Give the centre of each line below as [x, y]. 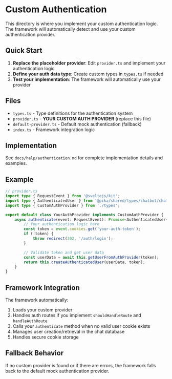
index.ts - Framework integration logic [54, 130]
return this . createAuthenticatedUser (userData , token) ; [84, 262]
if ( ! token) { [39, 234]
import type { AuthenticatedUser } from [49, 201]
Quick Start [24, 50]
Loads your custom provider [42, 310]
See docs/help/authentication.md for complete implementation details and [84, 158]
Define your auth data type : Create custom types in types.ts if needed [88, 74]
